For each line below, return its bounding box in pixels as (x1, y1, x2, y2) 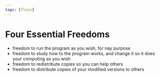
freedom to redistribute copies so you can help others (12, 61, 124, 67)
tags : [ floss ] (5, 7, 35, 12)
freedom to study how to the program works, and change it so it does (12, 50, 156, 56)
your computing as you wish (12, 56, 71, 62)
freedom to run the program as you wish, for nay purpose (12, 45, 131, 51)
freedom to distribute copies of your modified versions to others (12, 66, 145, 72)
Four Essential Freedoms (5, 28, 110, 40)
